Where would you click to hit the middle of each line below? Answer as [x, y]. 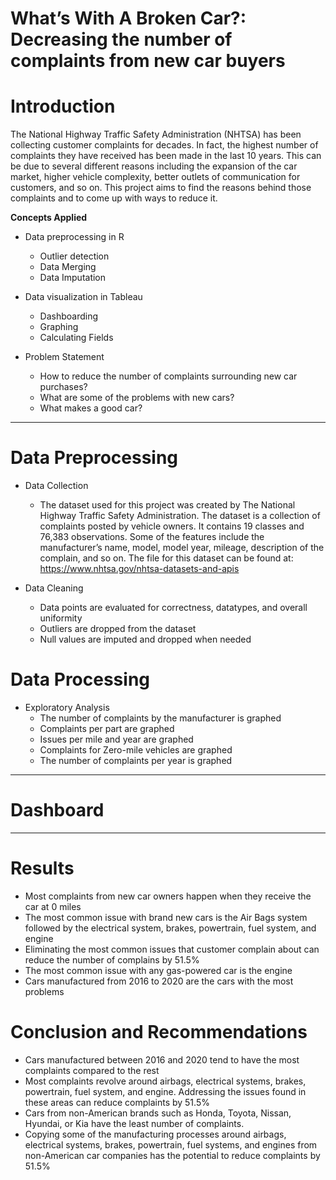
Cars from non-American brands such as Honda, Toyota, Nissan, [158, 1113]
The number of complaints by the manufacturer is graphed [160, 718]
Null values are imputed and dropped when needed [145, 639]
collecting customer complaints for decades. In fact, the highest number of [164, 145]
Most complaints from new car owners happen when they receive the [168, 896]
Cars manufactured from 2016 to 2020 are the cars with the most [159, 981]
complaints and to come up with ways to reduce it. [114, 198]
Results [42, 868]
